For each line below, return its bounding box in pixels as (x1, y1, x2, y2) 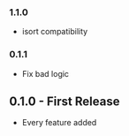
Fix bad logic (21, 68, 69, 79)
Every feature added (21, 117, 97, 128)
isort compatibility (21, 26, 88, 37)
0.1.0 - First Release (9, 94, 120, 109)
